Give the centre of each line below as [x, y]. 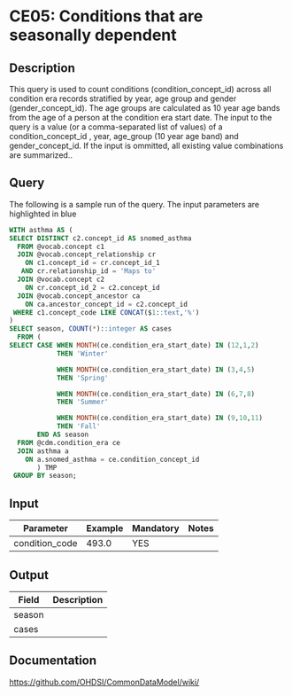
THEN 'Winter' [82, 353]
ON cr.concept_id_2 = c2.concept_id [93, 287]
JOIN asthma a [43, 451]
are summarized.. [41, 155]
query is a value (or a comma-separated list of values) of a [116, 127]
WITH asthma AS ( [41, 230]
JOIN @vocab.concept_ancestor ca [79, 296]
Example [105, 528]
